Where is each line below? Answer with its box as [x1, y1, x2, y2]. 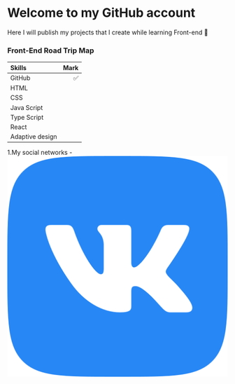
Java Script [10, 103, 43, 111]
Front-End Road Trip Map [7, 46, 94, 55]
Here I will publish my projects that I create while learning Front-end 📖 [7, 28, 208, 36]
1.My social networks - [7, 148, 73, 156]
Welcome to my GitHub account [7, 5, 196, 21]
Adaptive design [10, 132, 57, 141]
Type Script [10, 113, 44, 121]
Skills [10, 63, 27, 71]
